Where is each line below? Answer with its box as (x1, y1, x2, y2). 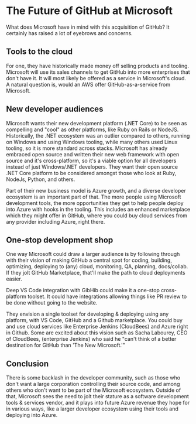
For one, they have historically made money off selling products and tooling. (6, 62, 189, 69)
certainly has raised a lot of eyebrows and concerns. (6, 29, 133, 36)
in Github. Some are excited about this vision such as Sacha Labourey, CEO (6, 329, 188, 336)
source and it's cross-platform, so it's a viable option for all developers (6, 157, 177, 164)
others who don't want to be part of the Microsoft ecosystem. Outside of (6, 387, 181, 394)
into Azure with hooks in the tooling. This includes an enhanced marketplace (6, 206, 191, 213)
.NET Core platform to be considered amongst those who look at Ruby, (6, 169, 177, 176)
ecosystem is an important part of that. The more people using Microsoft (6, 193, 181, 200)
